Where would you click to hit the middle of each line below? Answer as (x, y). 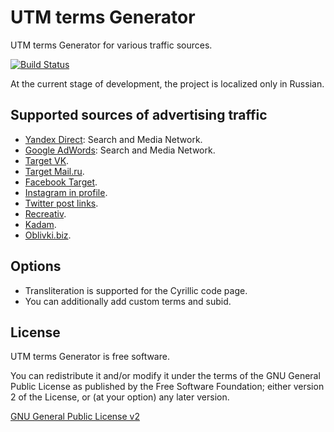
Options (36, 266)
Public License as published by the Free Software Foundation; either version (167, 387)
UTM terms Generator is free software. (90, 357)
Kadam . (40, 224)
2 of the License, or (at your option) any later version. (120, 397)
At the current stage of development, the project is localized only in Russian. (167, 83)
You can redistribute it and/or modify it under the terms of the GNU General (165, 376)
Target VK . (47, 160)
